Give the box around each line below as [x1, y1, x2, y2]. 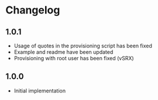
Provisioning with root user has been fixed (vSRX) [13, 55, 134, 61]
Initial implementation [13, 87, 66, 94]
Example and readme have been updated [13, 49, 114, 56]
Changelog [5, 4, 60, 17]
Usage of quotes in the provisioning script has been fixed [13, 42, 153, 49]
